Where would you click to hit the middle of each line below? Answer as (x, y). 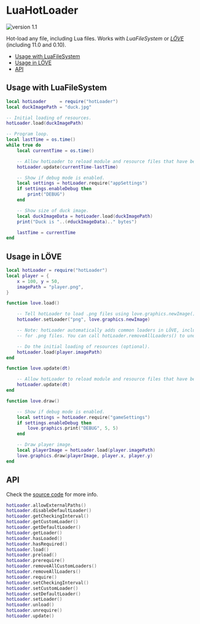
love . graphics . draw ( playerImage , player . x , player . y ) (85, 456)
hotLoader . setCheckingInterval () (48, 583)
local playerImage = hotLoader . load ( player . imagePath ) (86, 451)
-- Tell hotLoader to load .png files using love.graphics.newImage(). (107, 314)
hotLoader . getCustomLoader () (42, 522)
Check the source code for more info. (52, 494)
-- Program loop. (28, 134)
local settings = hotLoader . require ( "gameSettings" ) (84, 417)
